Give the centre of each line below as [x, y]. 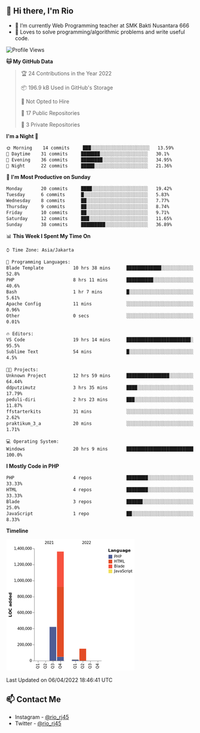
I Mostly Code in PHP [33, 466]
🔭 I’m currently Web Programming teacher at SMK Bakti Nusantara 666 [102, 25]
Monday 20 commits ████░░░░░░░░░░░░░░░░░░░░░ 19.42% [89, 188]
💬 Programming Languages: [38, 262]
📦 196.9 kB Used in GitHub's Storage [67, 87]
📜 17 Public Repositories [50, 113]
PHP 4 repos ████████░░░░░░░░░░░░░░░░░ [100, 477]
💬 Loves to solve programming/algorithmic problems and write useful [100, 32]
